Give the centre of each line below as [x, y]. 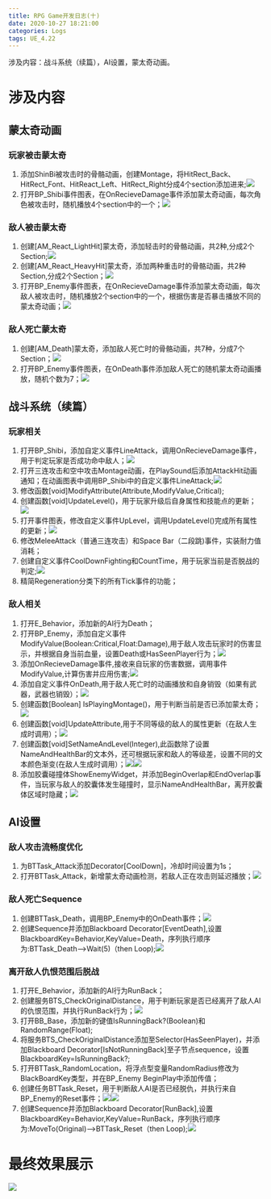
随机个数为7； [58, 378]
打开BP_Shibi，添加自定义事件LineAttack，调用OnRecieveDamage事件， [140, 451]
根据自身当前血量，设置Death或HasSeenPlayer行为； [130, 654]
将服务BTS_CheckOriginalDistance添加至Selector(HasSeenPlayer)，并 [136, 1039]
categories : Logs [38, 31]
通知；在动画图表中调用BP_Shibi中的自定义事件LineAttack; [117, 481]
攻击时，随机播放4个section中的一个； [98, 205]
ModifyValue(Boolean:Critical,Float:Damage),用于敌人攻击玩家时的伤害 [138, 643]
